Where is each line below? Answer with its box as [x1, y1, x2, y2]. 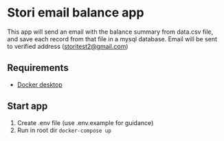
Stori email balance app [7, 5, 144, 21]
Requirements [7, 62, 69, 74]
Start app [7, 100, 48, 112]
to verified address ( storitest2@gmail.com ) [7, 42, 128, 50]
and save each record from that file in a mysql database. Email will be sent [7, 34, 218, 43]
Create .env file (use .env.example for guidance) [16, 118, 154, 127]
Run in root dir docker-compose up [16, 126, 112, 134]
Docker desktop [16, 80, 63, 89]
